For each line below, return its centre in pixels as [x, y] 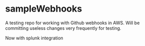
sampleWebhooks [44, 9]
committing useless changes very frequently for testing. [63, 28]
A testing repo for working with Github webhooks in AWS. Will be [72, 23]
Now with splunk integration [34, 38]
